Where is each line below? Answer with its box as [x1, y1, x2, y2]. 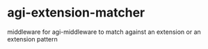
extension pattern [7, 35, 58, 43]
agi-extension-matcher [7, 5, 145, 21]
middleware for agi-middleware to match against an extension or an [7, 28, 202, 36]
